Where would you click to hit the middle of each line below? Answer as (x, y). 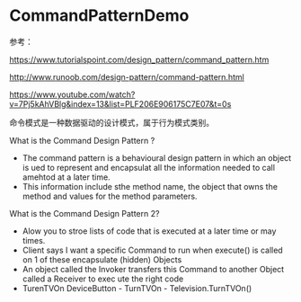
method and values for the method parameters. (110, 196)
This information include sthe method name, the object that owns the (150, 186)
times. (34, 240)
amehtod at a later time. (66, 177)
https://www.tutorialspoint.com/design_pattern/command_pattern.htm (139, 59)
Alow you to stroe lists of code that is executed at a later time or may (149, 231)
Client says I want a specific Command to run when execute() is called (152, 250)
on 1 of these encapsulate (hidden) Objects (102, 259)
